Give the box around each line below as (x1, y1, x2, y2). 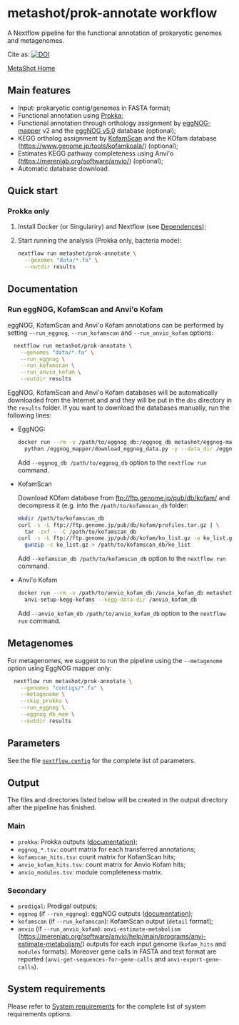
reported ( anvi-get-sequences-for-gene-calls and (17, 955, 166, 964)
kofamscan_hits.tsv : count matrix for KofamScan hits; (17, 852, 176, 861)
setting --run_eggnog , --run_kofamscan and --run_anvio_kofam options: (7, 328, 214, 337)
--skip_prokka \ (20, 697, 69, 705)
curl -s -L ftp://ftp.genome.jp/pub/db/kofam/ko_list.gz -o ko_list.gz (17, 535, 235, 542)
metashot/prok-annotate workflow (7, 5, 218, 21)
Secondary (7, 885, 46, 895)
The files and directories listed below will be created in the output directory (7, 796, 228, 804)
